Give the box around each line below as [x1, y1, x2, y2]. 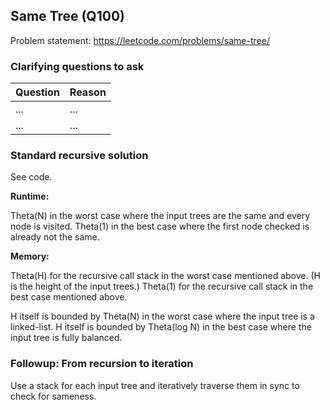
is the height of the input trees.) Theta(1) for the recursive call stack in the [10, 280, 314, 293]
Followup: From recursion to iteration [10, 357, 194, 371]
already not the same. [10, 231, 100, 243]
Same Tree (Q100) [10, 8, 125, 25]
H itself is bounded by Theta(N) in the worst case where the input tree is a [10, 310, 315, 323]
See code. [10, 171, 53, 183]
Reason [69, 85, 107, 99]
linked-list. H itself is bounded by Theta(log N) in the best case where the [10, 321, 312, 333]
